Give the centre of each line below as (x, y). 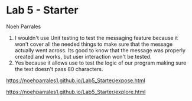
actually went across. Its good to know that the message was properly (100, 50)
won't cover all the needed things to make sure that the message (94, 44)
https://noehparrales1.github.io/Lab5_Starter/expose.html (76, 80)
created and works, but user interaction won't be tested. (83, 56)
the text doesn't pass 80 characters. (59, 69)
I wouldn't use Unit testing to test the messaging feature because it (96, 38)
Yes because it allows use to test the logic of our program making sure (100, 63)
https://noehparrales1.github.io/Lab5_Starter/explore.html (76, 92)
